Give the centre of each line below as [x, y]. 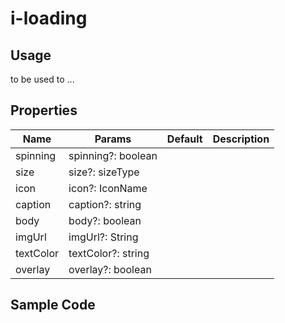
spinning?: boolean [113, 155]
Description [241, 139]
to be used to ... [42, 79]
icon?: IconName [108, 188]
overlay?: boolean [110, 269]
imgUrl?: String [103, 237]
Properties [44, 110]
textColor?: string [109, 253]
